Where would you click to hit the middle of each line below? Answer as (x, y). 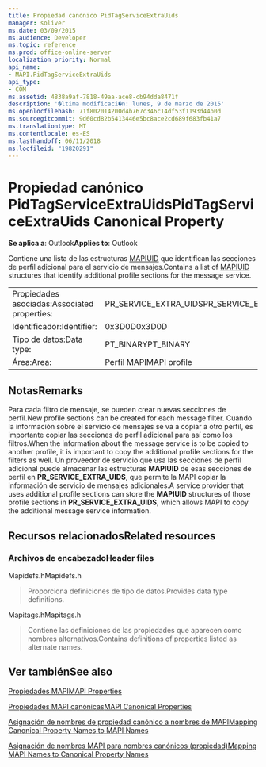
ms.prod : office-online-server (60, 52)
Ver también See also (61, 672)
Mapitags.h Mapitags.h (45, 615)
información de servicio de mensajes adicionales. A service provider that (126, 485)
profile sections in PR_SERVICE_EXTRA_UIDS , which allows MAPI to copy (129, 502)
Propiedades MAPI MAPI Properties (65, 691)
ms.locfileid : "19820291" (51, 148)
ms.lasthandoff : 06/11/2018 (55, 141)
